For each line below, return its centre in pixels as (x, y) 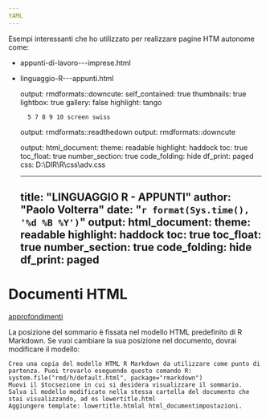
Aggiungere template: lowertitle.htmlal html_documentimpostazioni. (125, 406)
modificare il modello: (44, 349)
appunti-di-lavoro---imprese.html (75, 63)
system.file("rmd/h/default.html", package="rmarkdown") (106, 378)
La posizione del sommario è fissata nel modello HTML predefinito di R (125, 332)
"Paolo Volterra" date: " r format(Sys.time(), (135, 210)
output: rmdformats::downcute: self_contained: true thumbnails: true (133, 94)
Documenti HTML (68, 294)
